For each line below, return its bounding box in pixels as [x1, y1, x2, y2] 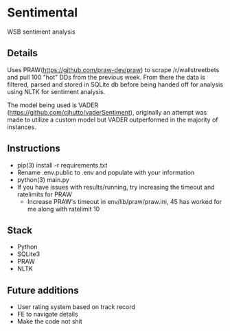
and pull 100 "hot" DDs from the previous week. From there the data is [7, 73, 206, 81]
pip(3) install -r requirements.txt [16, 161, 108, 169]
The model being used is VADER [7, 101, 99, 109]
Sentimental [7, 5, 78, 21]
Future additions [7, 284, 79, 296]
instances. [7, 122, 36, 131]
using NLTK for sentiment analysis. [7, 87, 106, 95]
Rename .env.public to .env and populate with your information [16, 168, 195, 176]
